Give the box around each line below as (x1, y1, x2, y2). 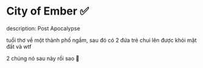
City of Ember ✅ (6, 4, 90, 18)
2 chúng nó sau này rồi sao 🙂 (6, 55, 80, 62)
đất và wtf (6, 42, 32, 50)
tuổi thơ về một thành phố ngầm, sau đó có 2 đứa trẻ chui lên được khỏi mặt (6, 36, 197, 44)
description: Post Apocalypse (6, 24, 80, 32)
